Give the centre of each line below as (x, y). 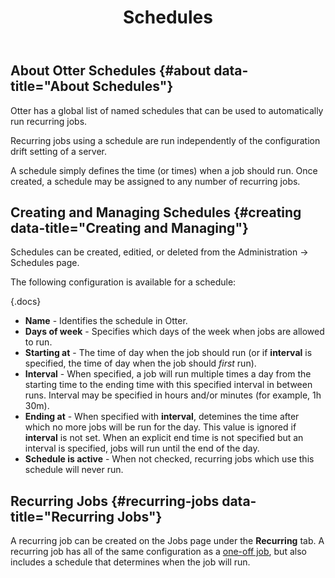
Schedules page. (45, 263)
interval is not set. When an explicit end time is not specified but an (164, 438)
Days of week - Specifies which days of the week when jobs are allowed (174, 332)
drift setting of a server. (59, 151)
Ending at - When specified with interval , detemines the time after (162, 417)
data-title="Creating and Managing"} (129, 228)
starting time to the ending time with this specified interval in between (168, 385)
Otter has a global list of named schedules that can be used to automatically (167, 110)
